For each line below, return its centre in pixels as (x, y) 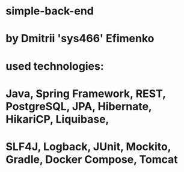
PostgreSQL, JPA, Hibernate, (79, 106)
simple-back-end (50, 11)
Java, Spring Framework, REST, (86, 94)
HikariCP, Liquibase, (57, 119)
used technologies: (55, 66)
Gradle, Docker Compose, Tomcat (92, 159)
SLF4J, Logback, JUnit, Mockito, (88, 146)
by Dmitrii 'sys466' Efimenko (80, 39)
